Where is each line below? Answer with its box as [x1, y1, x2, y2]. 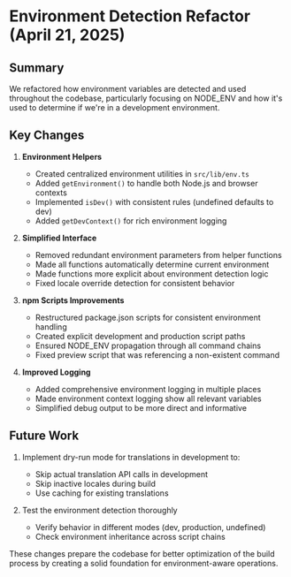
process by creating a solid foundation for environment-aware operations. [9, 558, 279, 568]
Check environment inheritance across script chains [34, 531, 226, 542]
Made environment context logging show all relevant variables [34, 393, 263, 404]
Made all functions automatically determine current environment [34, 259, 270, 270]
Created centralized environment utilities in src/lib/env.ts [34, 168, 249, 178]
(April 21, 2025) [9, 25, 126, 45]
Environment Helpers [21, 151, 103, 162]
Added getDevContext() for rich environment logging [34, 215, 227, 226]
